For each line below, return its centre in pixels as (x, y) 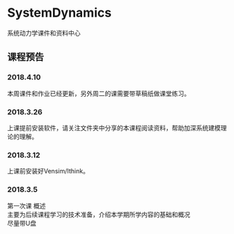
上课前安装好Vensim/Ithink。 (48, 171)
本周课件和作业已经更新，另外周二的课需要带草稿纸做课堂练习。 (99, 93)
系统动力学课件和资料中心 (44, 33)
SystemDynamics (60, 13)
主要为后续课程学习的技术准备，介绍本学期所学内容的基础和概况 (99, 214)
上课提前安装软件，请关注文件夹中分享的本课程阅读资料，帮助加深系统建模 (114, 127)
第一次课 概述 (26, 205)
